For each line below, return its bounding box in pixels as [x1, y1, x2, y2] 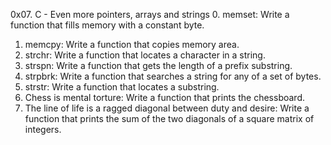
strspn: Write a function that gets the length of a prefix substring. [24, 60, 293, 71]
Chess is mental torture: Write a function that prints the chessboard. [24, 92, 305, 103]
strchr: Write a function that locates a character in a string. [24, 49, 266, 61]
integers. [24, 124, 62, 135]
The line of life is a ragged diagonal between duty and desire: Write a [24, 102, 310, 114]
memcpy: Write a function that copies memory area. [24, 39, 240, 50]
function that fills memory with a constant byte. [10, 19, 205, 31]
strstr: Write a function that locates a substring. [24, 81, 220, 93]
